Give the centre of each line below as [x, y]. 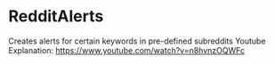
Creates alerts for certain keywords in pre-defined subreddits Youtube [137, 41]
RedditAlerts [56, 16]
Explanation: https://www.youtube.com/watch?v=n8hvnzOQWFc [127, 50]
